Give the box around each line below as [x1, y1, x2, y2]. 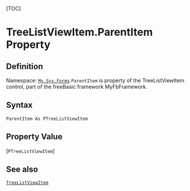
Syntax [6, 100, 33, 110]
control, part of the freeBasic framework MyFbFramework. [6, 83, 148, 90]
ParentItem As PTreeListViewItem [6, 116, 88, 122]
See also [6, 165, 38, 175]
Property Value [6, 132, 63, 142]
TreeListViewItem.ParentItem [6, 26, 153, 39]
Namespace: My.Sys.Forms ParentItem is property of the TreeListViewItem [6, 77, 185, 84]
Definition [6, 61, 43, 71]
